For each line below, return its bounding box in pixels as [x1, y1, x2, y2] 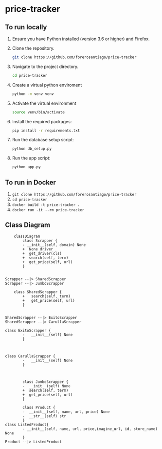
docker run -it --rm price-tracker [12, 207, 85, 212]
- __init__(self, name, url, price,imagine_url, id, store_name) [22, 427, 158, 431]
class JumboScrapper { [22, 379, 69, 384]
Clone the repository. [12, 45, 54, 51]
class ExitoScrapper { [5, 328, 51, 333]
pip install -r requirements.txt [12, 128, 80, 133]
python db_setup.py [12, 146, 52, 151]
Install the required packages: [12, 118, 72, 124]
